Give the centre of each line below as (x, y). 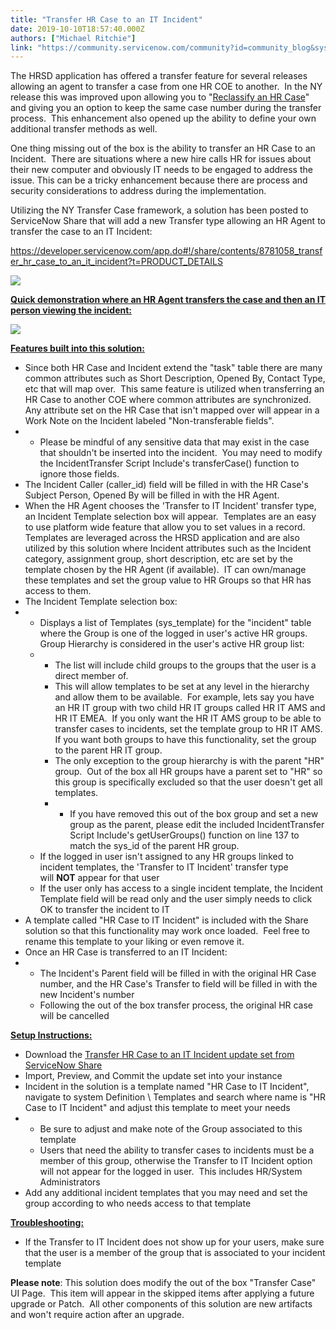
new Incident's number (87, 995)
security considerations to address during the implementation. (138, 191)
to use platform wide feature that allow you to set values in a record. (165, 527)
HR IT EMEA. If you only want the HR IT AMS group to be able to (188, 718)
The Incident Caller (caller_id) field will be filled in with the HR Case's (166, 485)
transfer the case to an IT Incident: (81, 232)
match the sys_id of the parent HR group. (154, 846)
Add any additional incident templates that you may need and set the (166, 1193)
